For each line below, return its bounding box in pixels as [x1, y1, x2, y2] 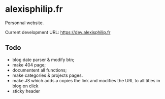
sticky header [12, 88, 40, 94]
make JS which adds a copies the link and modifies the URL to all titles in [12, 77, 161, 83]
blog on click [12, 83, 38, 89]
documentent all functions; [12, 67, 67, 73]
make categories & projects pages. [12, 72, 83, 78]
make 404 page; [12, 62, 46, 67]
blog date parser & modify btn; [12, 57, 75, 63]
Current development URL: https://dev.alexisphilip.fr [5, 29, 111, 35]
